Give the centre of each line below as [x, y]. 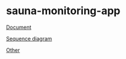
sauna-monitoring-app [63, 11]
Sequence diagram [29, 38]
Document [19, 27]
